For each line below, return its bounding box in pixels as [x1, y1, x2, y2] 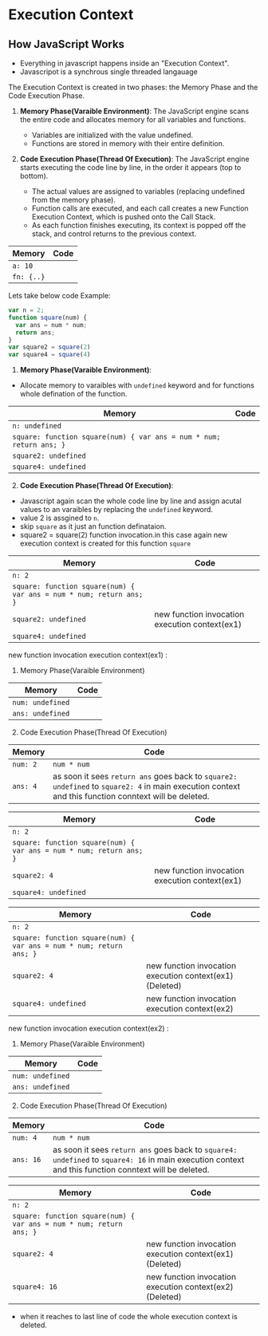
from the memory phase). [31, 195, 116, 204]
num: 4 [12, 1133, 37, 1142]
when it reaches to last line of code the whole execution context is [19, 1312, 238, 1322]
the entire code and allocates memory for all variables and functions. [19, 115, 246, 124]
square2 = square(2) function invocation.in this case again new [19, 530, 228, 540]
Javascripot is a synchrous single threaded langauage [19, 67, 198, 77]
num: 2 [12, 760, 37, 769]
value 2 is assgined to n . [19, 513, 100, 523]
